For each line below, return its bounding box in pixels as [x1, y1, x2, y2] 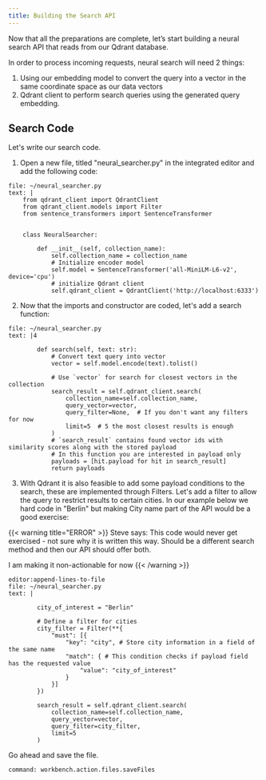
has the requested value [8, 659, 91, 667]
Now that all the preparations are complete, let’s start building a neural [8, 34, 240, 43]
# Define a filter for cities [37, 618, 137, 626]
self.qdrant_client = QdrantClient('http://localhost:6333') [50, 287, 260, 295]
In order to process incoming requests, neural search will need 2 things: [8, 57, 245, 67]
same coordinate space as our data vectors [19, 81, 164, 91]
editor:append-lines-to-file [8, 576, 105, 584]
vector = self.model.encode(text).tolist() [50, 360, 198, 368]
